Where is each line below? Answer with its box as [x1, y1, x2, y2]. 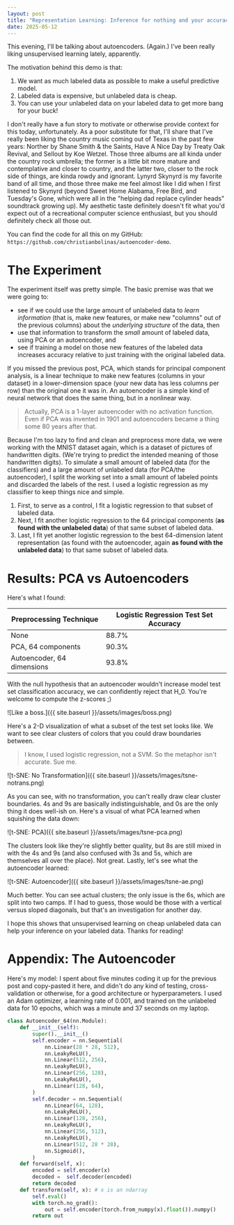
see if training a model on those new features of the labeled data [17, 343, 203, 351]
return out [32, 1212, 64, 1219]
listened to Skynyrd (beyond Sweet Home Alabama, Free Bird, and [7, 187, 197, 196]
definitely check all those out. [7, 217, 92, 225]
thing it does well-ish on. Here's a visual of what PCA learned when [7, 807, 201, 816]
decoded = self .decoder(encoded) [32, 1173, 132, 1181]
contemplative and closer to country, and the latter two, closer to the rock [7, 165, 219, 173]
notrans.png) [7, 778, 45, 787]
